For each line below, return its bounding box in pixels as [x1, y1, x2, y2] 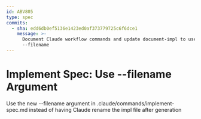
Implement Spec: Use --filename [6, 68, 172, 81]
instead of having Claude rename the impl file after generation [29, 106, 182, 113]
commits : [6, 20, 28, 26]
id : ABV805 [6, 8, 33, 15]
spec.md [6, 106, 28, 113]
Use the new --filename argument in [6, 99, 96, 107]
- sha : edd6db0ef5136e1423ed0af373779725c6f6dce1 [11, 25, 138, 32]
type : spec [6, 14, 33, 20]
